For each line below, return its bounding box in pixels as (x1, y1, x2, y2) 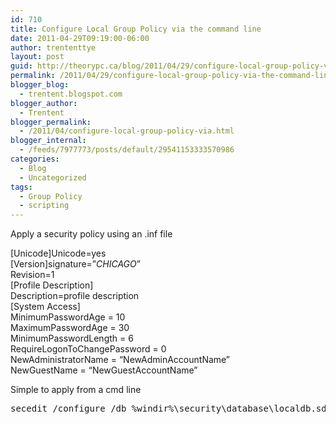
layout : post (10, 52, 65, 62)
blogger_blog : (10, 80, 70, 90)
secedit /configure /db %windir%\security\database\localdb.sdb (10, 403, 333, 415)
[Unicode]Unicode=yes (10, 247, 107, 260)
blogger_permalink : (10, 117, 92, 127)
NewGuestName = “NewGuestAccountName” (10, 364, 198, 376)
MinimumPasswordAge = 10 (10, 311, 126, 323)
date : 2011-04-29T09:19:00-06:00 (10, 33, 150, 43)
